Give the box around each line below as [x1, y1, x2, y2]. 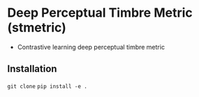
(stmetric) [7, 20, 66, 36]
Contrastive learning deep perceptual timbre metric [17, 43, 165, 51]
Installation [7, 63, 57, 75]
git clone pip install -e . [7, 82, 87, 90]
